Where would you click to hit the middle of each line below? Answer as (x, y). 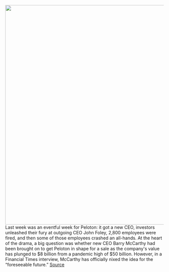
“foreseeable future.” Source (35, 264)
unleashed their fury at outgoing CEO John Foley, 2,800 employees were (81, 233)
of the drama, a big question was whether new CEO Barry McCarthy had (80, 243)
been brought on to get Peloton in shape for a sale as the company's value (82, 249)
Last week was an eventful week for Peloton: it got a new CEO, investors (80, 227)
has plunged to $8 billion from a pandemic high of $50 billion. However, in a (84, 254)
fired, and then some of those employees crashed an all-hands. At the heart (84, 238)
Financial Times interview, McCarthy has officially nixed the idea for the (79, 259)
